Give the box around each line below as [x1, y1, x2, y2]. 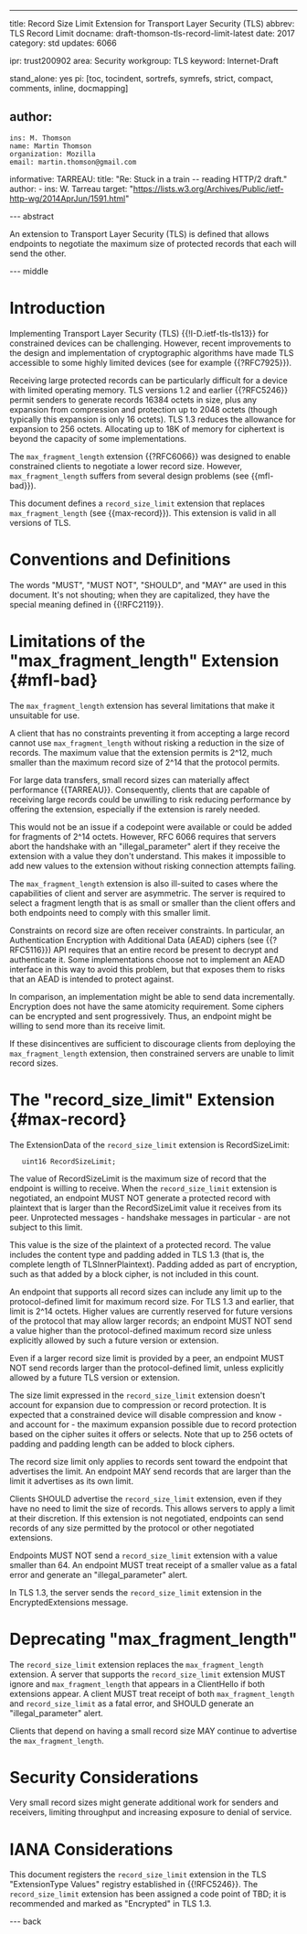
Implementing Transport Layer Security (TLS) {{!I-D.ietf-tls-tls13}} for [9, 328, 270, 338]
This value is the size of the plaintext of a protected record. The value [9, 1239, 271, 1250]
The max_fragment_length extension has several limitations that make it [9, 700, 276, 711]
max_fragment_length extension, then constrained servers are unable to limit [9, 1048, 295, 1058]
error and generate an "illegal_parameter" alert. [9, 1569, 188, 1580]
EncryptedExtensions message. [9, 1596, 129, 1607]
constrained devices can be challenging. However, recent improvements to [9, 338, 291, 349]
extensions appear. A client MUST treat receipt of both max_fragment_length [9, 1688, 295, 1699]
